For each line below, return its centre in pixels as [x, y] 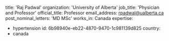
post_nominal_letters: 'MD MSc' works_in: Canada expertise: [69, 18]
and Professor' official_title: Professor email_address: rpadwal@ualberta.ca [84, 13]
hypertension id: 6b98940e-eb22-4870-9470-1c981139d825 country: [87, 28]
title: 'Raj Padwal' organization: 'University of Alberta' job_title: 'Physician [82, 7]
